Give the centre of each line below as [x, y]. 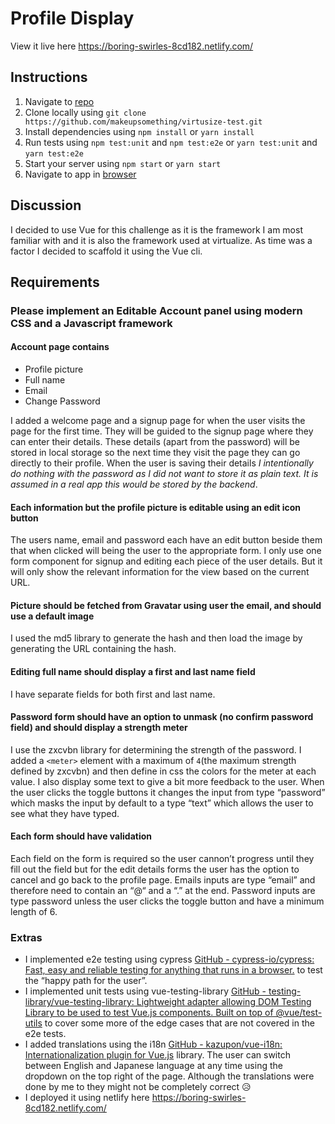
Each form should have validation [81, 836]
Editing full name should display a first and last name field [133, 672]
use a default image [52, 616]
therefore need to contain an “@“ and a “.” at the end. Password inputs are [163, 891]
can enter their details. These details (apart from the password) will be [155, 442]
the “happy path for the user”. [86, 981]
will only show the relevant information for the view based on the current [160, 572]
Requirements [55, 282]
